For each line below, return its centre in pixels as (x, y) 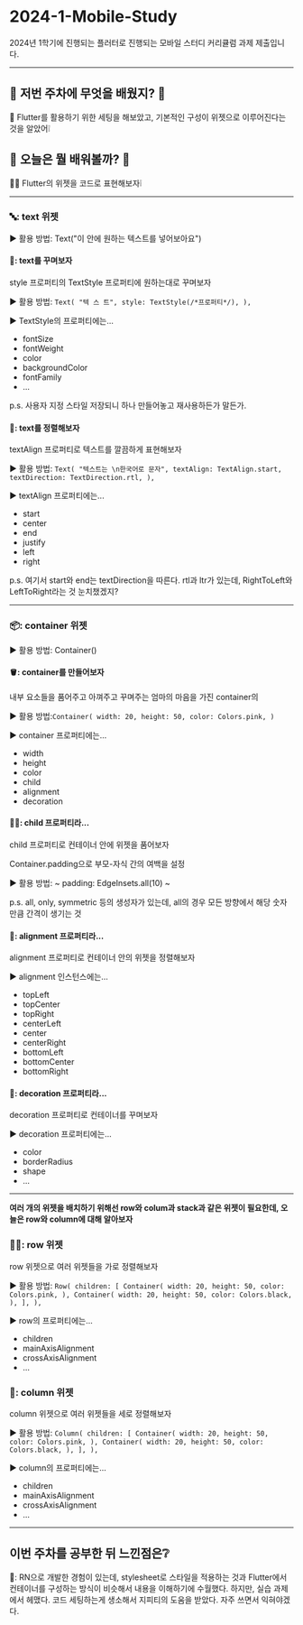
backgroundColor (55, 368)
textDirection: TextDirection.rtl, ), (82, 478)
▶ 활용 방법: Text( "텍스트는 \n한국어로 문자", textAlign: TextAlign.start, (146, 469)
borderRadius (48, 1162)
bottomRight (46, 1072)
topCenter (41, 1004)
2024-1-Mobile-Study (93, 17)
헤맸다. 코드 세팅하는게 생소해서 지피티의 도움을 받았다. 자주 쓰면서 (142, 1600)
